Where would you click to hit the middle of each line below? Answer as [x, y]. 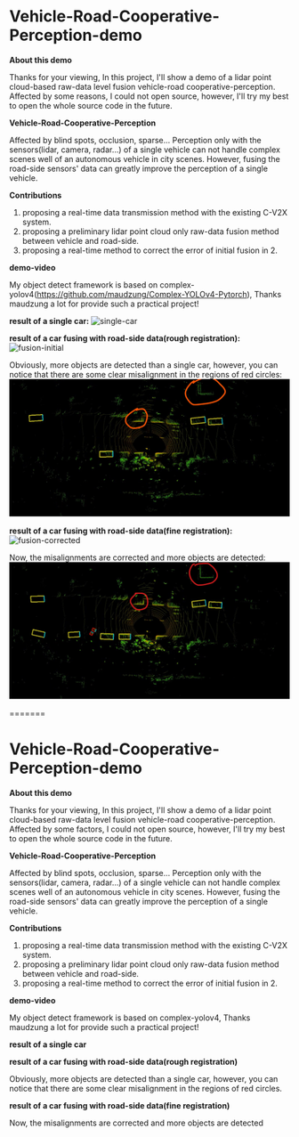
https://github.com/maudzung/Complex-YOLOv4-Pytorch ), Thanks [159, 294]
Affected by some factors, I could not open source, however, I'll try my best [147, 829]
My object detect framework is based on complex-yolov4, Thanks [130, 1018]
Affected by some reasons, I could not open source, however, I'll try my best [149, 96]
